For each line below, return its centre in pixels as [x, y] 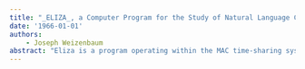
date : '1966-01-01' [46, 26]
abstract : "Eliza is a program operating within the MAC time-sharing [146, 51]
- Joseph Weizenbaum [64, 43]
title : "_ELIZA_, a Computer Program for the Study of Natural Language [150, 17]
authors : [26, 34]
